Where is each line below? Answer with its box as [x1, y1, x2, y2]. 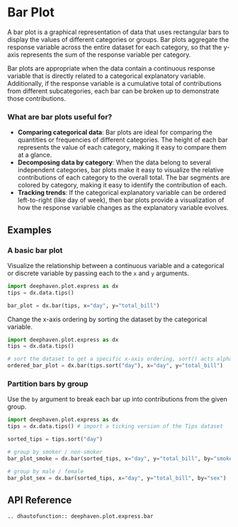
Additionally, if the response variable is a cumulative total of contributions [7, 79, 222, 87]
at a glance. [17, 150, 52, 160]
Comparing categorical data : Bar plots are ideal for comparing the [17, 128, 212, 137]
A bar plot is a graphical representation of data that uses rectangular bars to [7, 28, 229, 36]
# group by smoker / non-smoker [7, 448, 103, 455]
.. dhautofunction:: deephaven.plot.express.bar [7, 513, 154, 520]
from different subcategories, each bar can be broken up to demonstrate [7, 87, 220, 95]
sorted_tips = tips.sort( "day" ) [7, 436, 103, 443]
